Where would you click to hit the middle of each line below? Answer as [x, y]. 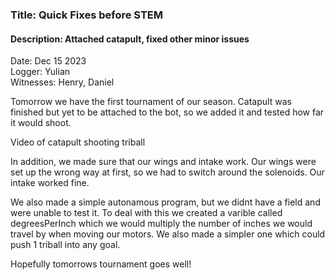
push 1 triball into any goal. [65, 245]
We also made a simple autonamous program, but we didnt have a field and [165, 202]
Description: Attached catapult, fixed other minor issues [130, 39]
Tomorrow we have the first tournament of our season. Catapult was [151, 102]
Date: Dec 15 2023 [48, 61]
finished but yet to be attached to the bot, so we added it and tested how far [167, 112]
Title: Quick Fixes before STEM [87, 15]
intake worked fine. [50, 183]
